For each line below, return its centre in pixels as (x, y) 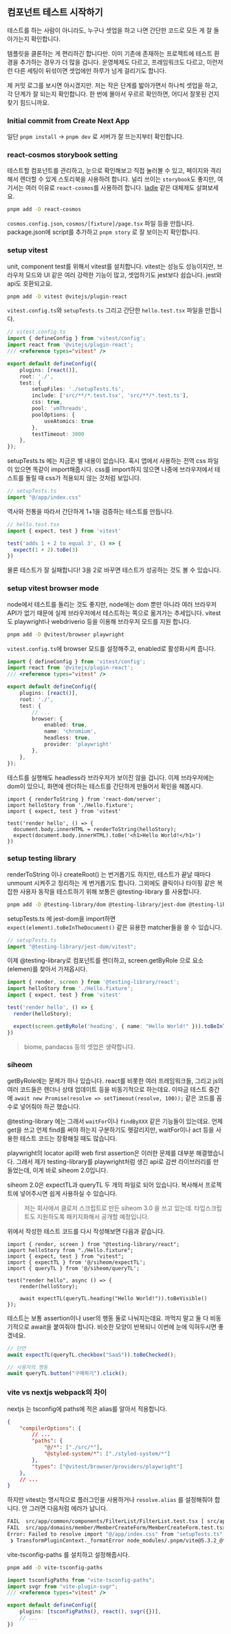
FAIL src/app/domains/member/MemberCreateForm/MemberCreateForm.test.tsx (117, 1528)
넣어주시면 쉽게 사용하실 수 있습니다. (68, 1193)
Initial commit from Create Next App (68, 120)
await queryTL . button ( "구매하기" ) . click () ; (68, 1374)
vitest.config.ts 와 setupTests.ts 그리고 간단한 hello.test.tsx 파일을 (106, 310)
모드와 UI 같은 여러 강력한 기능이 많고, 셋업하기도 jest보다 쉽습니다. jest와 (123, 275)
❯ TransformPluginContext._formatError (67, 1540)
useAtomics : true (69, 421)
